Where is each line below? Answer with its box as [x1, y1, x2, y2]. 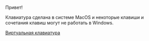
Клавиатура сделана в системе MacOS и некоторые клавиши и [5, 14, 144, 20]
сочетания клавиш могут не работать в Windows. [5, 20, 114, 26]
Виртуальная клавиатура [5, 30, 60, 35]
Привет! [5, 5, 23, 10]
